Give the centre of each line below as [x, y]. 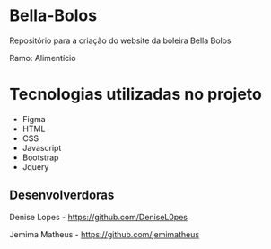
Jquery [35, 166]
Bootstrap [40, 157]
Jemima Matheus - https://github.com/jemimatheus [105, 234]
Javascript [42, 147]
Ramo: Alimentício [43, 58]
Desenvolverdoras [62, 196]
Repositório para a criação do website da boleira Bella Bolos [120, 40]
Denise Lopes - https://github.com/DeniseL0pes [99, 217]
